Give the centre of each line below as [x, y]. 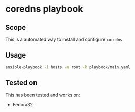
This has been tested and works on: [43, 95]
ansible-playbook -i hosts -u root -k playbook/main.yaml [68, 67]
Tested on [21, 83]
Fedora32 [23, 104]
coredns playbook [44, 9]
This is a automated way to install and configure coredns [64, 39]
